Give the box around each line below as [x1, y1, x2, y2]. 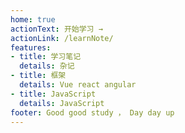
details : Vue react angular [19, 80, 137, 90]
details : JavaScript [19, 98, 105, 108]
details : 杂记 [19, 61, 75, 71]
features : [10, 42, 52, 53]
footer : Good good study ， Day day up [10, 107, 175, 118]
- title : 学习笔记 [10, 52, 82, 62]
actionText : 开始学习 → [10, 24, 103, 34]
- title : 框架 [10, 71, 67, 81]
